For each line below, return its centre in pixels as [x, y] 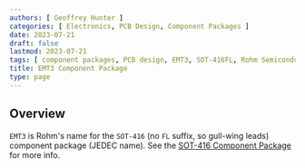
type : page [30, 77]
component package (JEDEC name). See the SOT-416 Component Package [151, 145]
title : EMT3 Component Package [69, 69]
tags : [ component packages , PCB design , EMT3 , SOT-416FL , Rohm [133, 60]
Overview [38, 114]
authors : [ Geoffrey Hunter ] [67, 18]
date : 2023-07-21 [42, 35]
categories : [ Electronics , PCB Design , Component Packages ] [129, 26]
